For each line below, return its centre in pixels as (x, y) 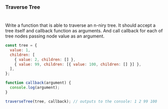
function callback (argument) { (38, 83)
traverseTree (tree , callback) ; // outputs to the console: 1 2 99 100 (81, 101)
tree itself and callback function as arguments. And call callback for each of (84, 31)
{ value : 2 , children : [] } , (45, 59)
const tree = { (21, 46)
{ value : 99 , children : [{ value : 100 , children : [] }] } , (78, 64)
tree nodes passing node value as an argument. (55, 36)
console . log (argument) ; (35, 88)
